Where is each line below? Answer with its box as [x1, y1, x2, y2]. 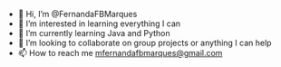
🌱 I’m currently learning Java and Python [17, 28, 170, 38]
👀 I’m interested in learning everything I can [17, 18, 181, 29]
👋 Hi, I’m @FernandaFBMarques [17, 9, 138, 19]
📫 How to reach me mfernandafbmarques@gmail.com [17, 48, 223, 58]
